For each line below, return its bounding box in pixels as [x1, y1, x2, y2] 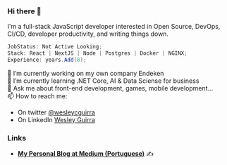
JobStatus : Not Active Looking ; [7, 44, 102, 51]
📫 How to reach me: [7, 91, 68, 100]
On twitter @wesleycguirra [17, 108, 95, 117]
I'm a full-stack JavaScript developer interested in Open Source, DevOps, [7, 22, 221, 31]
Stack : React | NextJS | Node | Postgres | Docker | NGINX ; [7, 50, 188, 57]
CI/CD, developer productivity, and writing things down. [7, 29, 169, 38]
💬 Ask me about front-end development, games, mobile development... [7, 84, 214, 92]
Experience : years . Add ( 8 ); [7, 56, 87, 64]
